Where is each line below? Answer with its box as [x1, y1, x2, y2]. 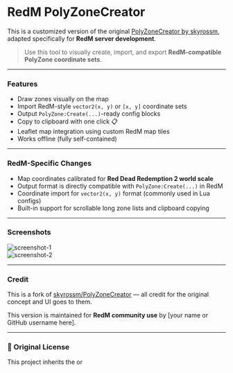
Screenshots [7, 227, 51, 237]
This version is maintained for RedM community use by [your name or [7, 311, 209, 320]
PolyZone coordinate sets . [24, 55, 102, 63]
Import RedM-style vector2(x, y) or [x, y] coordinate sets [17, 102, 187, 111]
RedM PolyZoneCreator [7, 4, 146, 20]
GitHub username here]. [7, 318, 76, 327]
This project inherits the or [7, 358, 83, 366]
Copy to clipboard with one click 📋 [17, 117, 118, 125]
